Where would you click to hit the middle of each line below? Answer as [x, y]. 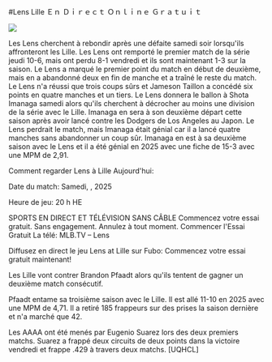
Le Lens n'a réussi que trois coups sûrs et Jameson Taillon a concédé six [131, 86]
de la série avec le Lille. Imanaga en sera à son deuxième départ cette [125, 112]
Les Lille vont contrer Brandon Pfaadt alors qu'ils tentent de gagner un [126, 275]
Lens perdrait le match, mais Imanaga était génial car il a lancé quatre [125, 129]
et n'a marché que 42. [45, 317]
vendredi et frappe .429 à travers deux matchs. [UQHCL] [104, 349]
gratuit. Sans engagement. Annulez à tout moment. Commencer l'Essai [127, 226]
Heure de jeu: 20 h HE [45, 202]
